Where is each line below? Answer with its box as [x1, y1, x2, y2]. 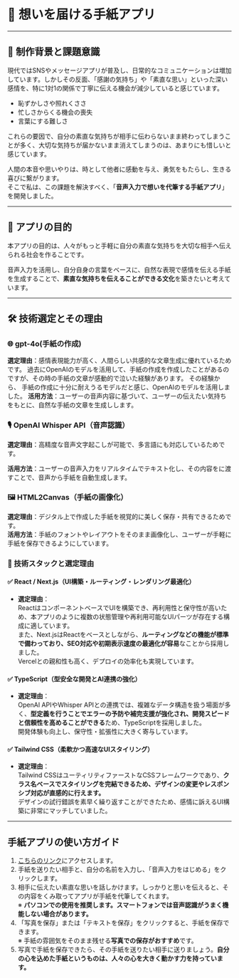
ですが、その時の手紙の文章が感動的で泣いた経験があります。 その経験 [7, 374, 215, 383]
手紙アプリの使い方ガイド [7, 836, 119, 848]
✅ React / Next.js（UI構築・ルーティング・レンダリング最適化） [7, 577, 196, 586]
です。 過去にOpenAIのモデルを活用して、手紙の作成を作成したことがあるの [7, 365, 230, 374]
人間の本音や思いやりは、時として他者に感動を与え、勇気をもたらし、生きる [7, 164, 232, 173]
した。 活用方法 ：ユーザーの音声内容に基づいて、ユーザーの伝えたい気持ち [7, 392, 227, 401]
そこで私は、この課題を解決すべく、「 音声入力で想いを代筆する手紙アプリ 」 [7, 182, 229, 191]
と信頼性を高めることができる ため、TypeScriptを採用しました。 [17, 718, 206, 727]
